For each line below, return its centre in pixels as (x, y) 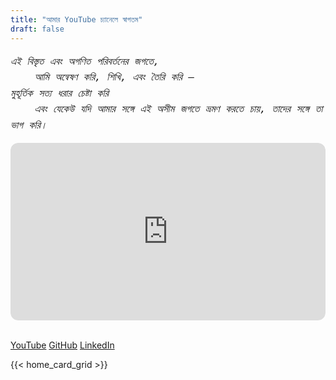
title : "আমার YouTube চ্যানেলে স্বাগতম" (76, 19)
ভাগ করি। (29, 124)
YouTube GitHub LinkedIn (62, 345)
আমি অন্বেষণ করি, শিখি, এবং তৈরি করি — (114, 77)
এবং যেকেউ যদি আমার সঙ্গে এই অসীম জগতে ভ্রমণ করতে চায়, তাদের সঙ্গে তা (178, 109)
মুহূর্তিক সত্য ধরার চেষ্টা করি (59, 93)
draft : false (37, 29)
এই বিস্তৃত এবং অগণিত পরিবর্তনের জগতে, (85, 61)
